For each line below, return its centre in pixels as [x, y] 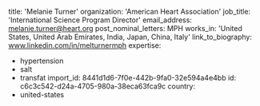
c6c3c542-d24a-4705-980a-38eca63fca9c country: [108, 86]
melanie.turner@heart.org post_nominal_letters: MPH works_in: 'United [125, 28]
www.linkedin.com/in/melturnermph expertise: [85, 45]
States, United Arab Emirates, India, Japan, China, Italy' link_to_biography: [130, 37]
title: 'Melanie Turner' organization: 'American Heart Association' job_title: [129, 12]
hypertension [42, 61]
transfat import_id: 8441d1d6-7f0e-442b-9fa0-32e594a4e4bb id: [128, 78]
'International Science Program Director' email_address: [100, 20]
